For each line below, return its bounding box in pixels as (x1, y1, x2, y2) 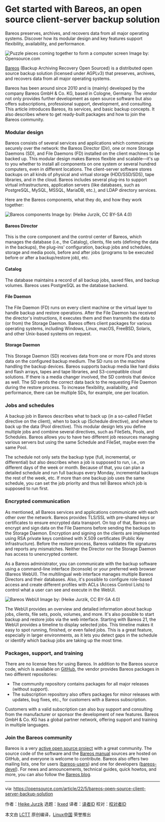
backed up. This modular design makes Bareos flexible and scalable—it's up (5, 156, 160, 162)
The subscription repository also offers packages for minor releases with (12, 691, 160, 697)
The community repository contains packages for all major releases (12, 680, 149, 686)
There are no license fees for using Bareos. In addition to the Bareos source (5, 661, 158, 667)
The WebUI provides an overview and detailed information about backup (5, 606, 152, 612)
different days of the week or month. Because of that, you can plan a (5, 465, 144, 470)
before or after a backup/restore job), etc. (5, 255, 89, 261)
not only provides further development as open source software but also (5, 95, 152, 102)
